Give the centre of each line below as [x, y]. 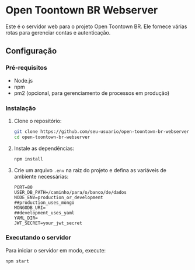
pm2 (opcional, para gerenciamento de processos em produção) [92, 93]
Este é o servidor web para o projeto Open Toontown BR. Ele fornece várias [96, 26]
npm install [28, 159]
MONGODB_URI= [30, 208]
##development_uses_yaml [44, 213]
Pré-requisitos [26, 68]
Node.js [23, 80]
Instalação [21, 108]
